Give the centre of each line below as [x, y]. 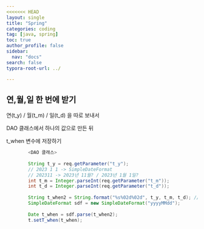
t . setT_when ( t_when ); [56, 220]
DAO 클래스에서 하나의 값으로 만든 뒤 [50, 128]
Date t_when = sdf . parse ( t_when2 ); [73, 214]
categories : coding [31, 29]
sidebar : [17, 51]
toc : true [19, 40]
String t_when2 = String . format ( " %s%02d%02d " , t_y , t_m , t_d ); [110, 197]
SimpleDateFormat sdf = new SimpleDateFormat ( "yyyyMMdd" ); [104, 204]
